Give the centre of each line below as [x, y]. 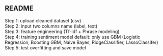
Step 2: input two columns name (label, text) [51, 26]
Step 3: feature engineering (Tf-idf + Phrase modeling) [62, 31]
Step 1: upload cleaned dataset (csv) [43, 20]
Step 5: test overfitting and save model [45, 47]
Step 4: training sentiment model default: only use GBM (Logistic [73, 37]
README [19, 8]
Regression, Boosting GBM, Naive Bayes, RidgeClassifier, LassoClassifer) [81, 42]
